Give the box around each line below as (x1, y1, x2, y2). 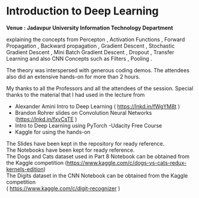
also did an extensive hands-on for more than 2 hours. (6, 73, 141, 80)
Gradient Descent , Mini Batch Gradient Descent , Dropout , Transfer (6, 48, 174, 55)
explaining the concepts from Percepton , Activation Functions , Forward (6, 36, 185, 43)
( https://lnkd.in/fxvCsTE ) (14, 116, 77, 123)
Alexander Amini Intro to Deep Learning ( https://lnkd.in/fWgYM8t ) (14, 102, 180, 110)
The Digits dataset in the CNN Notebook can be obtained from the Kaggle (6, 172, 188, 179)
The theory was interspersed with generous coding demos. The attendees (6, 66, 190, 73)
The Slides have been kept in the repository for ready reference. (6, 140, 165, 147)
